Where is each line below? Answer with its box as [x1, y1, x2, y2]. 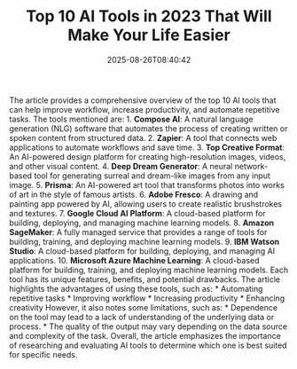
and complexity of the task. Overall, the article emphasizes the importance [9, 330, 281, 341]
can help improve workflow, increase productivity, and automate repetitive [9, 104, 280, 114]
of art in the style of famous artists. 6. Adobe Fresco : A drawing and [9, 189, 259, 200]
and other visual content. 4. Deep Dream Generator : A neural [9, 161, 233, 171]
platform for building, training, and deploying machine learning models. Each [9, 264, 289, 275]
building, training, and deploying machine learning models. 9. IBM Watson [9, 236, 280, 247]
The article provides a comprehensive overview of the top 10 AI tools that [9, 95, 277, 106]
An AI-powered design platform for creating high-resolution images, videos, [9, 151, 286, 161]
